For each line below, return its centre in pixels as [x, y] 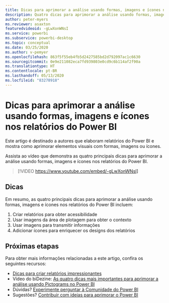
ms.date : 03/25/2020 [27, 47]
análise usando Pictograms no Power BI [54, 284]
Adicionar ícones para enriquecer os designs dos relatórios [74, 230]
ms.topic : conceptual [28, 43]
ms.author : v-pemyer [27, 52]
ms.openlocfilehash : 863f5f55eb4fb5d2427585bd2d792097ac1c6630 [73, 57]
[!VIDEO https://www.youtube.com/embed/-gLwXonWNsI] [78, 171]
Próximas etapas [32, 246]
